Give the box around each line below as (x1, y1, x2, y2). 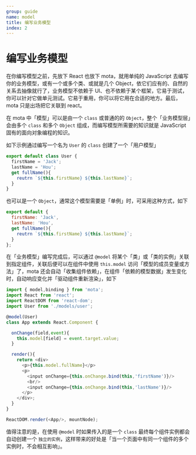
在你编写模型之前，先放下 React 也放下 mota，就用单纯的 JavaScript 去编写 (6, 73, 189, 80)
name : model (6, 14, 35, 20)
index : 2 (6, 25, 28, 31)
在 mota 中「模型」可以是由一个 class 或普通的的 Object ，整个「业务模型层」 (6, 114, 191, 122)
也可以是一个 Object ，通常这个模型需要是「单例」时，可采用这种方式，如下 (6, 197, 188, 204)
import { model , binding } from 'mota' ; (6, 287, 104, 293)
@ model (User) (6, 314, 38, 320)
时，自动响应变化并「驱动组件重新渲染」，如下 (6, 275, 117, 282)
